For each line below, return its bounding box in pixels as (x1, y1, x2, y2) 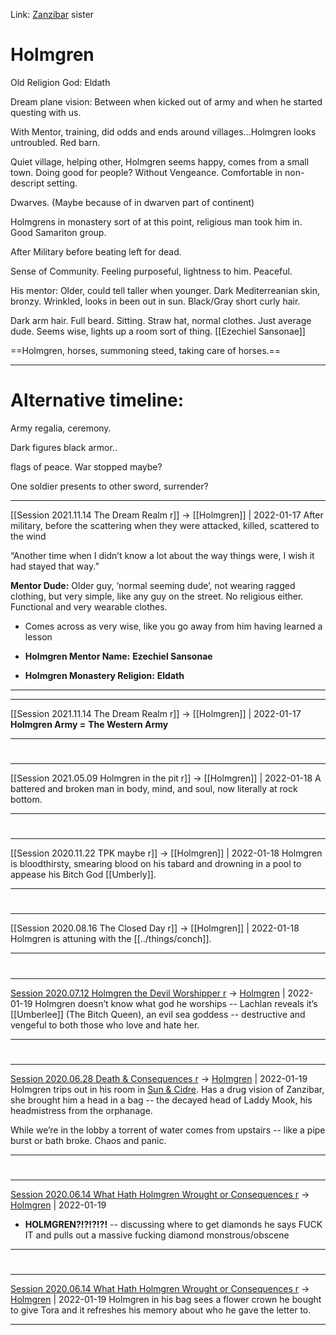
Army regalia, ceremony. (10, 422, 112, 434)
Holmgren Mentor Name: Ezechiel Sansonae (24, 650, 213, 662)
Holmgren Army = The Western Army (10, 718, 169, 730)
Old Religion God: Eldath (10, 76, 111, 88)
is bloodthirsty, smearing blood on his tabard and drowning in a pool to (10, 858, 302, 870)
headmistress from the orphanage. (10, 1104, 153, 1116)
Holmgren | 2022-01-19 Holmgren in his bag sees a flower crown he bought (10, 1294, 322, 1306)
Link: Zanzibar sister (10, 9, 95, 20)
